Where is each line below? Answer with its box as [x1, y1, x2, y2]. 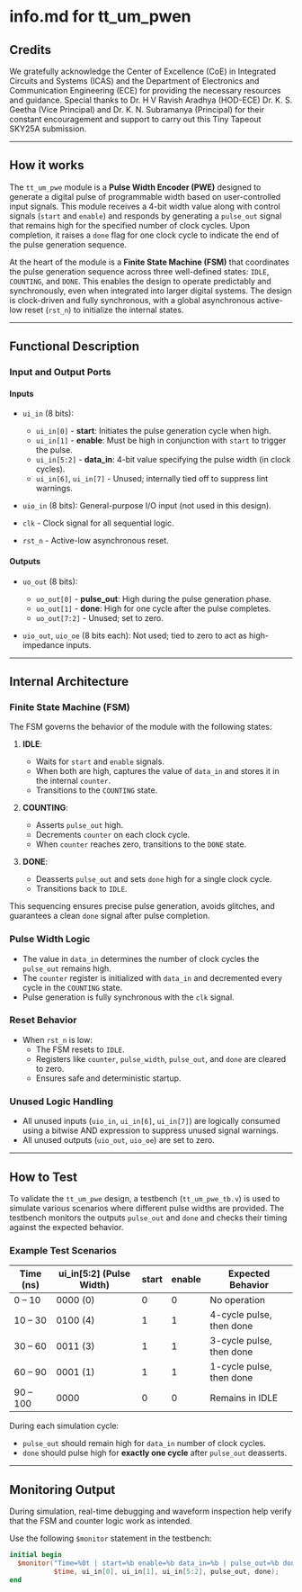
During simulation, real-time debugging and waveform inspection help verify [9, 1506, 292, 1517]
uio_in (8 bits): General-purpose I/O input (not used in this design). [22, 500, 271, 511]
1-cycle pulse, [209, 1361, 272, 1373]
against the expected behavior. [9, 1221, 124, 1232]
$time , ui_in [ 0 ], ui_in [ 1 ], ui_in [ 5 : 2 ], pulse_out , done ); [53, 1567, 280, 1576]
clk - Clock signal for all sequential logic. [22, 517, 174, 528]
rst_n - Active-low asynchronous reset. [22, 535, 169, 546]
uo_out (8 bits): [22, 576, 78, 587]
